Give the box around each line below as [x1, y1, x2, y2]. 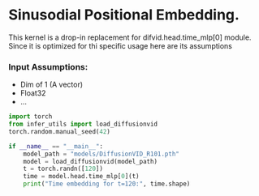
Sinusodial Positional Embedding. [8, 6, 240, 24]
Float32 [19, 88, 46, 98]
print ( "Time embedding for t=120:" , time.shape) [23, 180, 191, 188]
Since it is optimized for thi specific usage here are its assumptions [8, 40, 233, 50]
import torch [8, 113, 53, 121]
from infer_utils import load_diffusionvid [8, 120, 158, 129]
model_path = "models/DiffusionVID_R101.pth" [23, 150, 180, 158]
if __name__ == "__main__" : [8, 142, 104, 151]
